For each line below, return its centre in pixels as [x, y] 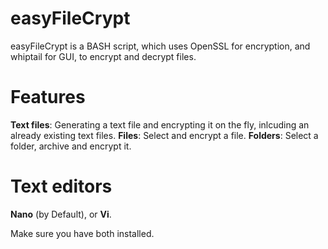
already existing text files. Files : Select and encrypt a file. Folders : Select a [164, 135]
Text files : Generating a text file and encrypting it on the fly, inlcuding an [160, 124]
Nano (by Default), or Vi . [61, 214]
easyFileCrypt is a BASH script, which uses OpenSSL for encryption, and [160, 46]
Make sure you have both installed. [82, 233]
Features [48, 97]
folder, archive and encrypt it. [71, 146]
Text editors [61, 186]
